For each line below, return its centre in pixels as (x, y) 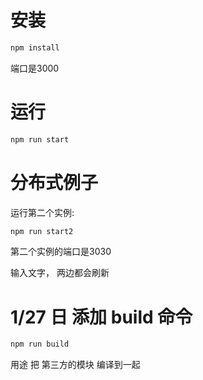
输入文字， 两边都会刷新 (60, 273)
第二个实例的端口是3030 (61, 252)
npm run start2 (42, 231)
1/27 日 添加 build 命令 (101, 317)
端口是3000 (35, 68)
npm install (35, 47)
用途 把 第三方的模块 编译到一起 (75, 365)
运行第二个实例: (42, 212)
